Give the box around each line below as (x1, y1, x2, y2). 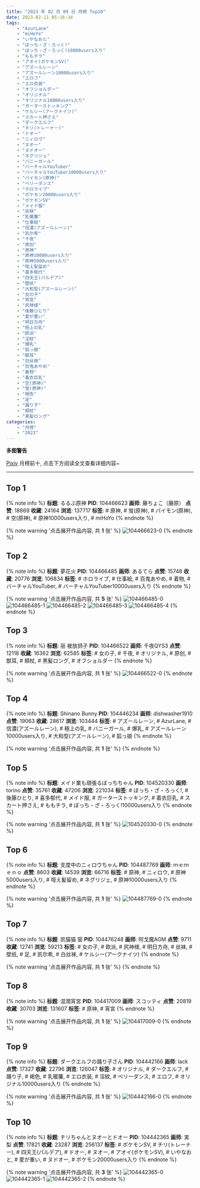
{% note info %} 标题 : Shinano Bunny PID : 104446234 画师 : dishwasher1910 (6, 710, 193, 717)
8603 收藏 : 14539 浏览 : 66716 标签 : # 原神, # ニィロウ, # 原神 (36, 868, 186, 876)
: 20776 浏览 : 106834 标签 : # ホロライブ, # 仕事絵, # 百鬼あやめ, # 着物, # (11, 575, 190, 582)
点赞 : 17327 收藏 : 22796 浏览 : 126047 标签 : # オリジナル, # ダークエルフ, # (6, 1065, 189, 1073)
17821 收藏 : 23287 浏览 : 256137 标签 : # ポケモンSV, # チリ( (26, 1141, 171, 1148)
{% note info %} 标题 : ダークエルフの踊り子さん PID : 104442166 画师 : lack (6, 1058, 189, 1065)
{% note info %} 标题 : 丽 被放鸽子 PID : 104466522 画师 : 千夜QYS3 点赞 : (6, 642, 182, 649)
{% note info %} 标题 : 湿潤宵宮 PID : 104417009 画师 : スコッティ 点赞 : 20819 (6, 997, 192, 1004)
